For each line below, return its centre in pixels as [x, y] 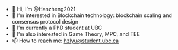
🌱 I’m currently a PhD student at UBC [57, 28]
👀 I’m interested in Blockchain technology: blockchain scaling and [92, 15]
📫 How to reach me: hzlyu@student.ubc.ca [65, 41]
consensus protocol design [45, 21]
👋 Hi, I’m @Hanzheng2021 [44, 9]
